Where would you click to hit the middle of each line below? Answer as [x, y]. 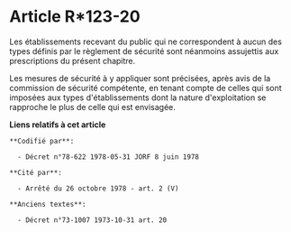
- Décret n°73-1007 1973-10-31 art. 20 [92, 220]
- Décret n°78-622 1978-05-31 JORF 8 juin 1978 [109, 157]
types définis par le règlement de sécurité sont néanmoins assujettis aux [144, 51]
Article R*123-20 [75, 17]
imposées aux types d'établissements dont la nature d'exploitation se [138, 97]
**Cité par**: [36, 172]
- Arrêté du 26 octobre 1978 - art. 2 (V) [98, 188]
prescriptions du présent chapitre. [73, 60]
